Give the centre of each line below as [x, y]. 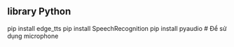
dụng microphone [33, 36]
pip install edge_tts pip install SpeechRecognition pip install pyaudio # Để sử [117, 28]
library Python [39, 12]
